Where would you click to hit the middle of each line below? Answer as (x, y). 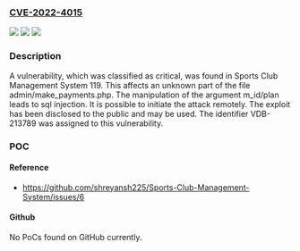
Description (35, 56)
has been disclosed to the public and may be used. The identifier (129, 113)
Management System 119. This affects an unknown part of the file (130, 85)
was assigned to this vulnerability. (101, 123)
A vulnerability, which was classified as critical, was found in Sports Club (144, 75)
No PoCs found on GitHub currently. (76, 237)
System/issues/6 (53, 197)
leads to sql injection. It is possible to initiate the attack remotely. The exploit (150, 104)
